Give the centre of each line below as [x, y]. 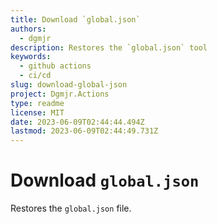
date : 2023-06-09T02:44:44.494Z [77, 122]
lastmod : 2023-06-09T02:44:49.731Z [84, 131]
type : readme [37, 103]
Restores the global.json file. [71, 208]
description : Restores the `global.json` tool [109, 47]
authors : [28, 29]
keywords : [31, 57]
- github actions [55, 66]
